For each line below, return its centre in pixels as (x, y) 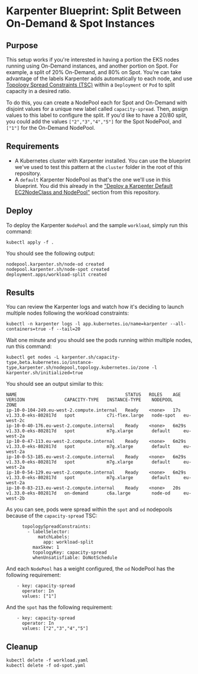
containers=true (26, 329)
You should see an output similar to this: (55, 384)
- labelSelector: (48, 532)
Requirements (33, 146)
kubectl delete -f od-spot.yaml (46, 666)
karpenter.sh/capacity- (91, 357)
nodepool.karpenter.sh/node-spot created (58, 269)
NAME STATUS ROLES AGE (94, 395)
